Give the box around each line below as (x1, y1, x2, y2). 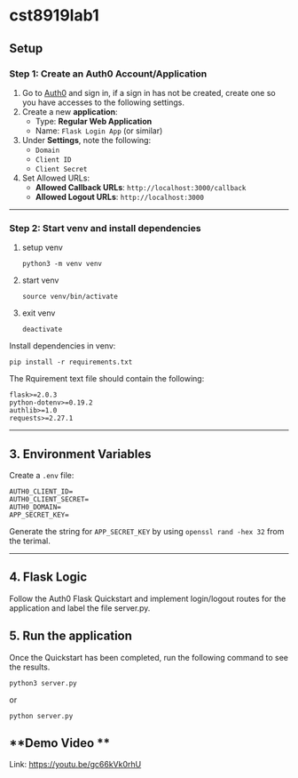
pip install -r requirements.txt (9, 357, 133, 367)
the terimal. (9, 535, 51, 546)
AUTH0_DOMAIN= (9, 502, 62, 511)
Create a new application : (21, 106, 118, 116)
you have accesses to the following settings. (21, 97, 184, 108)
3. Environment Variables (9, 446, 152, 461)
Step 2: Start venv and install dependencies (9, 221, 201, 234)
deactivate (21, 325, 63, 334)
